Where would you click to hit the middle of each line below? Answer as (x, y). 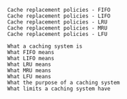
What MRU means (29, 71)
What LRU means (29, 64)
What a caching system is (45, 46)
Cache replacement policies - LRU (58, 22)
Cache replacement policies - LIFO (59, 16)
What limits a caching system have (59, 89)
